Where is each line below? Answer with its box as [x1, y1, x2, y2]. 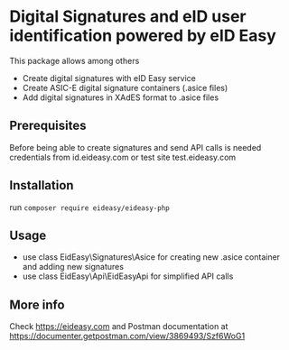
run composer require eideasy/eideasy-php [9, 201, 170, 213]
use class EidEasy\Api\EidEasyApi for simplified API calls [22, 271, 234, 281]
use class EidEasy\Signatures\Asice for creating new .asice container [22, 252, 281, 262]
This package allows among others [9, 55, 140, 66]
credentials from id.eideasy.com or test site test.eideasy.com [9, 152, 237, 162]
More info [9, 297, 65, 312]
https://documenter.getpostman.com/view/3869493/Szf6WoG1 [9, 331, 246, 342]
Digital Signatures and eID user [9, 6, 247, 27]
